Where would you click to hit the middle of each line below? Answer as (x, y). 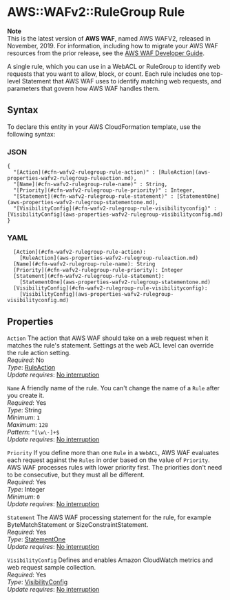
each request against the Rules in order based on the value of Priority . (108, 460)
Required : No (26, 360)
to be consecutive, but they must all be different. (76, 475)
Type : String (24, 410)
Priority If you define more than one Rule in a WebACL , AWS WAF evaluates (113, 453)
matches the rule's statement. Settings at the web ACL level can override (111, 346)
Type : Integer (26, 490)
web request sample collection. (52, 568)
